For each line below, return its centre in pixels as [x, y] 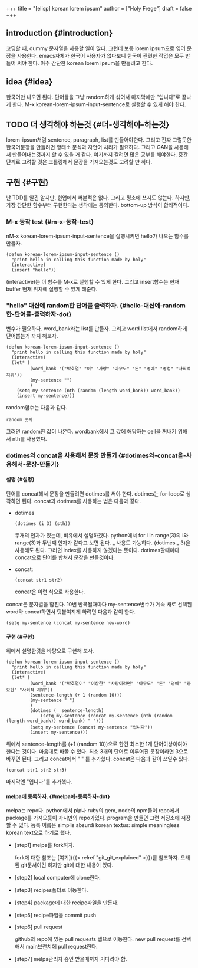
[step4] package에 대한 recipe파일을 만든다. [67, 903]
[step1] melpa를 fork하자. [44, 845]
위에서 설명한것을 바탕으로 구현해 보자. [50, 651]
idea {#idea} [29, 82]
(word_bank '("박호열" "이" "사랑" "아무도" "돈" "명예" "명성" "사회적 [110, 369]
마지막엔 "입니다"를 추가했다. [39, 782]
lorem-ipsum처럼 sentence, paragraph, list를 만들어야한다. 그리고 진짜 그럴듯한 [99, 140]
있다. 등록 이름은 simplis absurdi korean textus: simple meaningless [99, 825]
